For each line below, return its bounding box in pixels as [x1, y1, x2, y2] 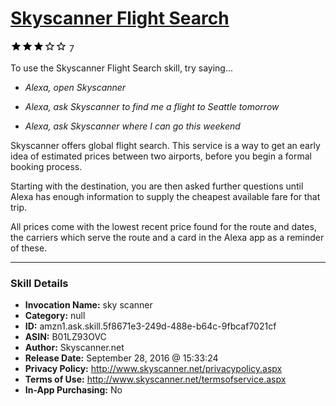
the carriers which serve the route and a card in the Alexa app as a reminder [10, 231, 325, 243]
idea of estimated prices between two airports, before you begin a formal [10, 150, 312, 162]
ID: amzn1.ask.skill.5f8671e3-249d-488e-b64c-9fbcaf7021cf [24, 320, 277, 332]
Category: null [24, 310, 86, 322]
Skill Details [10, 276, 69, 290]
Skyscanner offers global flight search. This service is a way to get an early [10, 139, 321, 151]
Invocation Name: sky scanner [24, 299, 153, 311]
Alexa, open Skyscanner [24, 81, 127, 93]
